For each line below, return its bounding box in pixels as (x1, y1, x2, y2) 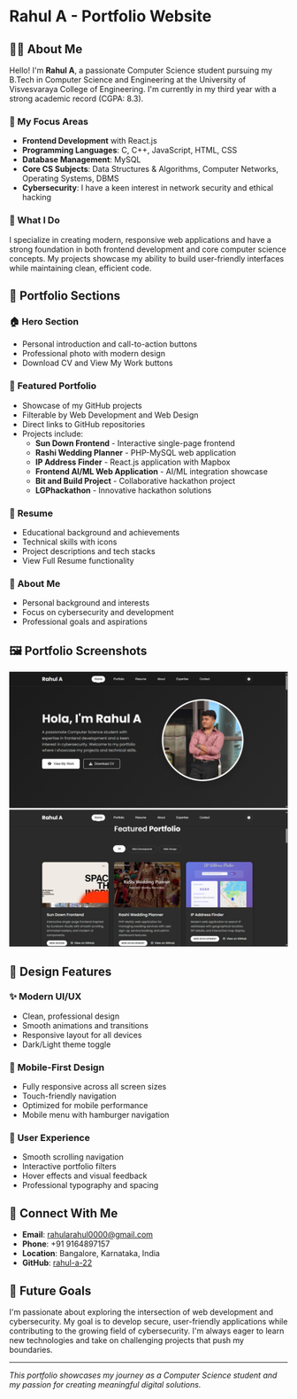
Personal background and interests (21, 598, 150, 608)
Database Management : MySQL (21, 154, 141, 165)
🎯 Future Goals (9, 1283, 92, 1298)
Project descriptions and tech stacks (21, 545, 156, 556)
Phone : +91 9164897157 (21, 1239, 110, 1249)
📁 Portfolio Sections (9, 288, 121, 303)
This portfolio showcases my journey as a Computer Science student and (9, 1370, 278, 1380)
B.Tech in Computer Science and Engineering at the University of (9, 74, 247, 85)
